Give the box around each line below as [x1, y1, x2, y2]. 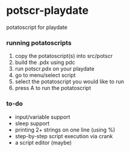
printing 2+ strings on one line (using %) [14, 126, 116, 133]
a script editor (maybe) [14, 139, 72, 146]
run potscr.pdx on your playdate [14, 65, 94, 72]
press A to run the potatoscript [14, 84, 91, 92]
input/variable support [14, 113, 70, 121]
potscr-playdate [6, 4, 89, 17]
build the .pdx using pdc [14, 59, 75, 66]
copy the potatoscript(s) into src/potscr [14, 52, 113, 60]
